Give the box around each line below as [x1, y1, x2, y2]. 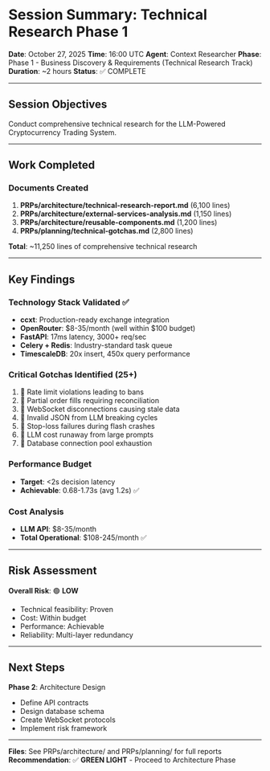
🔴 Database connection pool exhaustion [19, 439, 153, 448]
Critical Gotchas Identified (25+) [8, 369, 137, 381]
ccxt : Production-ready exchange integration [19, 315, 170, 324]
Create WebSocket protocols [19, 715, 117, 724]
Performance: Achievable [19, 621, 104, 631]
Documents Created [8, 182, 89, 194]
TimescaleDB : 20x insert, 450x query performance [19, 349, 190, 359]
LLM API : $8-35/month [19, 524, 97, 534]
